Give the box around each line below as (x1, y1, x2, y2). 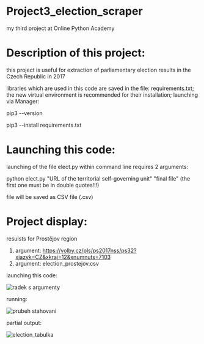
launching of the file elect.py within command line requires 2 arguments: (6, 163, 189, 170)
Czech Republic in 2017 (6, 72, 65, 80)
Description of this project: (6, 46, 145, 60)
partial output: (6, 319, 42, 326)
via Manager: (6, 97, 40, 105)
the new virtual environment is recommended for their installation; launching (6, 91, 199, 99)
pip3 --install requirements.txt (6, 121, 82, 129)
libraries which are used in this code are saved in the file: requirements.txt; (6, 84, 194, 92)
